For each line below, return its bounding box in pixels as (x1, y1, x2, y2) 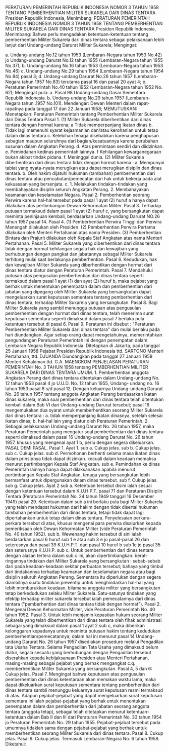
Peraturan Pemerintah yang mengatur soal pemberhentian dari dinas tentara (5, 429, 164, 435)
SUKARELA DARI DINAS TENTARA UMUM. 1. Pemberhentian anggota (5, 369, 149, 375)
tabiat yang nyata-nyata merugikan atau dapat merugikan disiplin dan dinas (5, 165, 162, 171)
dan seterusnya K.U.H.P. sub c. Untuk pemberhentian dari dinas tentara (5, 547, 154, 553)
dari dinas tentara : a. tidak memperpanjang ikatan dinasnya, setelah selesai (5, 412, 163, 419)
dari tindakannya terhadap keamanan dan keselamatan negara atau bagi (5, 569, 155, 575)
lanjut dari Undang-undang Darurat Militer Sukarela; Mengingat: (5, 42, 138, 48)
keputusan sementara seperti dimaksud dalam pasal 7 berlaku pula (5, 316, 145, 321)
